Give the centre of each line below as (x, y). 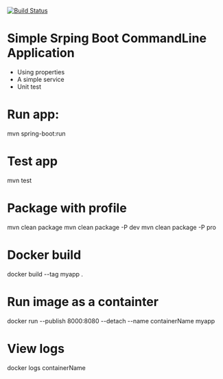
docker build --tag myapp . (45, 274)
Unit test (29, 87)
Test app (33, 161)
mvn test (20, 180)
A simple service (40, 79)
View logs (36, 348)
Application (41, 53)
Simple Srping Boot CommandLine (107, 39)
